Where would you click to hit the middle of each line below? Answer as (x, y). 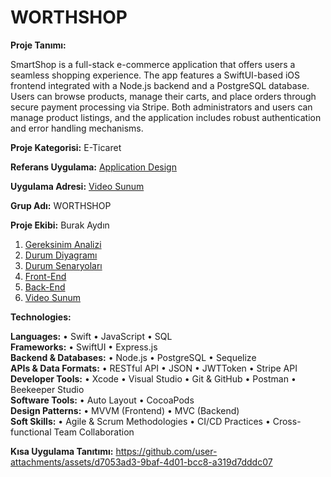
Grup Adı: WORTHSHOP (61, 205)
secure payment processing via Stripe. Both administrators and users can (161, 107)
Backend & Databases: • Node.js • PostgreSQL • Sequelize (133, 357)
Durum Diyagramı (61, 255)
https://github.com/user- (166, 451)
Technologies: (41, 317)
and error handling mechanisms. (77, 128)
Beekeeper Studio (47, 389)
